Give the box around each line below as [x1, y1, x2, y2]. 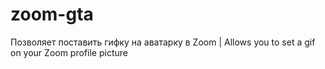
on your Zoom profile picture [10, 46, 128, 58]
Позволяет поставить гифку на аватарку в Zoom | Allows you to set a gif [10, 36, 316, 48]
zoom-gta [10, 3, 94, 26]
